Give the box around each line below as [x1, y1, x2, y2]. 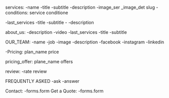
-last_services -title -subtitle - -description [5, 20, 94, 25]
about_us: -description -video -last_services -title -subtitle [5, 29, 128, 35]
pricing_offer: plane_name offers [5, 59, 73, 65]
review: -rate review [5, 68, 47, 74]
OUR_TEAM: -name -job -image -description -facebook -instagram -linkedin [5, 39, 164, 45]
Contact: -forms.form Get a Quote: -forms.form [5, 88, 104, 94]
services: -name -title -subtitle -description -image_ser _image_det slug [5, 5, 155, 10]
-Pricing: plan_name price [5, 49, 59, 55]
